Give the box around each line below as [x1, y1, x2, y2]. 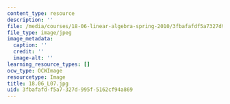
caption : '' [13, 42, 48, 49]
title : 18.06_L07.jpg [7, 80, 69, 87]
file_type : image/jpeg [7, 29, 72, 36]
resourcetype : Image [7, 73, 66, 81]
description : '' [7, 16, 53, 23]
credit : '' [13, 49, 44, 55]
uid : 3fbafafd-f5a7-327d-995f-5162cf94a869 [7, 86, 133, 93]
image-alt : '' [13, 55, 53, 62]
